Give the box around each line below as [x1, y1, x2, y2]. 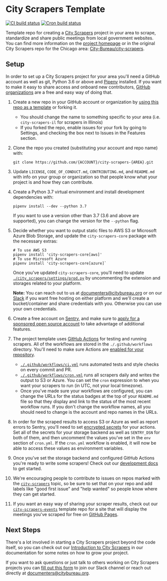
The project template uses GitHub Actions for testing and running [12, 335, 147, 341]
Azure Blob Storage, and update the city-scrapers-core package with [12, 233, 157, 239]
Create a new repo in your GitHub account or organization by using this [12, 99, 159, 105]
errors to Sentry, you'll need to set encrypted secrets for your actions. [12, 424, 156, 430]
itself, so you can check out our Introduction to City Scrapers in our [5, 544, 143, 550]
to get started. [12, 465, 42, 471]
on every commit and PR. [20, 366, 72, 372]
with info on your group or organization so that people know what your [12, 174, 158, 180]
